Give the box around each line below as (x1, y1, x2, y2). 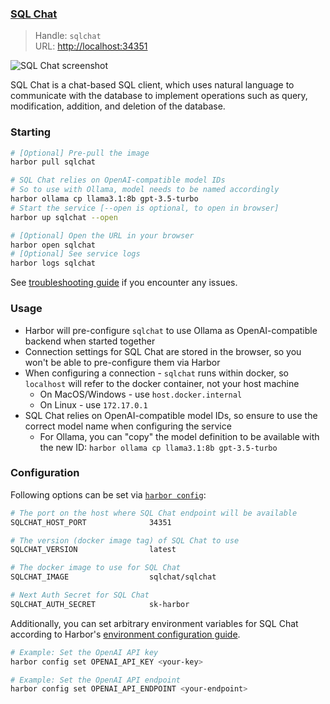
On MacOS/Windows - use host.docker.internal (39, 388, 243, 400)
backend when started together (24, 335, 156, 347)
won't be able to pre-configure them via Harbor (24, 356, 221, 368)
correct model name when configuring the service (24, 420, 232, 432)
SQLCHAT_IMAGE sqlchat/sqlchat (10, 572, 217, 582)
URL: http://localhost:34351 (34, 40, 148, 52)
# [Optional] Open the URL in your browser (10, 230, 195, 241)
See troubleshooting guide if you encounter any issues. (10, 277, 238, 289)
